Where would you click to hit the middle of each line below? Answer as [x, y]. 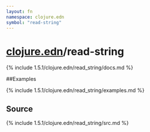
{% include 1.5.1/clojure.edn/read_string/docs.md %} [70, 67]
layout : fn [19, 11]
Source [20, 109]
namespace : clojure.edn [35, 17]
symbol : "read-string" [34, 22]
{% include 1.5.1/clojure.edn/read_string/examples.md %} [75, 90]
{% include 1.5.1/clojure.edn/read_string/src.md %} [68, 123]
